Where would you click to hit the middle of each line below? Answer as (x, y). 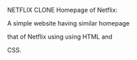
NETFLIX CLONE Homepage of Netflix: (63, 10)
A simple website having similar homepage (68, 23)
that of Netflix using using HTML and (60, 37)
